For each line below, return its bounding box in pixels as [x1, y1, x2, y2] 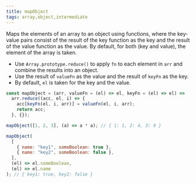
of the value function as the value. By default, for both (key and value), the [6, 42, 186, 50]
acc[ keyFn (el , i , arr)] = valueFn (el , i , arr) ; [16, 101, 135, 107]
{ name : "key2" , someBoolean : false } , [16, 150, 114, 155]
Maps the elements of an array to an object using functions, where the [6, 30, 176, 37]
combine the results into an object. [14, 66, 99, 73]
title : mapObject [6, 8, 49, 15]
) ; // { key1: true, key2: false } [6, 171, 93, 177]
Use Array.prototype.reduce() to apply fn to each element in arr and [14, 60, 183, 67]
